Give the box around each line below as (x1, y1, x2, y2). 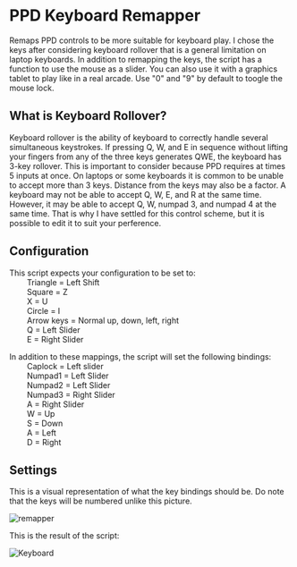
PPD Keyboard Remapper (9, 5, 201, 26)
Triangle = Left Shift (26, 276, 100, 287)
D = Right (26, 436, 62, 447)
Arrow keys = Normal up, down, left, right (26, 315, 180, 326)
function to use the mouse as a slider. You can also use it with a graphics (9, 63, 278, 74)
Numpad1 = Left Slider (26, 370, 109, 381)
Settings (9, 462, 58, 478)
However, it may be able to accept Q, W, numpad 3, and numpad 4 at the (9, 199, 277, 209)
